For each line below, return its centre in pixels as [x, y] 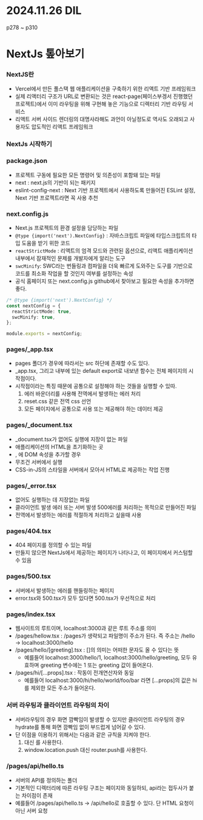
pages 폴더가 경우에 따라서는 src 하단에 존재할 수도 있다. [82, 363]
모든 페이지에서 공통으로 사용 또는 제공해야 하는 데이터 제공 [94, 409]
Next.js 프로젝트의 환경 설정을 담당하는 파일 [67, 228]
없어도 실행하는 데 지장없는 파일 [52, 500]
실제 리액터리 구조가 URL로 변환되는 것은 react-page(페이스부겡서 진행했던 [104, 96]
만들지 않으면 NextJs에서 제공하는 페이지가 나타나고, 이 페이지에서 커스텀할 [104, 553]
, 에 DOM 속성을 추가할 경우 [48, 454]
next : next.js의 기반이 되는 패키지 [55, 182]
